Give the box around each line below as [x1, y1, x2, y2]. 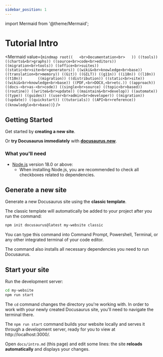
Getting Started [5, 116, 53, 124]
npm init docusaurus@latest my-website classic [5, 223, 104, 228]
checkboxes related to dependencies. [19, 172, 95, 178]
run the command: [5, 213, 42, 219]
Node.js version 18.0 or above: [12, 161, 73, 167]
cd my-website [5, 288, 34, 293]
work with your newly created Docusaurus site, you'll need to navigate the [5, 306, 154, 312]
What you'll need [5, 150, 46, 157]
